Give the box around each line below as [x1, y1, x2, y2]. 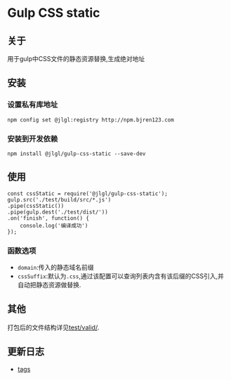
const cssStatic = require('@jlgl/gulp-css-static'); [7, 190, 169, 197]
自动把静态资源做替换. [17, 281, 81, 289]
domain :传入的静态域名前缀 [17, 263, 94, 272]
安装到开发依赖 [7, 133, 58, 143]
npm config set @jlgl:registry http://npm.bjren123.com [7, 116, 174, 124]
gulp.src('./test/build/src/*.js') [7, 196, 112, 203]
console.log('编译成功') [20, 222, 88, 229]
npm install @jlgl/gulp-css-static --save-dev [7, 150, 146, 157]
